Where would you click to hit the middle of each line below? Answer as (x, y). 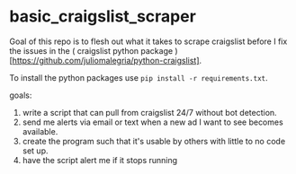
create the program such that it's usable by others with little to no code (154, 141)
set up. (35, 151)
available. (40, 131)
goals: (21, 95)
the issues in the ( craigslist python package (91, 50)
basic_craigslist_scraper (103, 17)
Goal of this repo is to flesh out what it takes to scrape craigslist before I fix (148, 41)
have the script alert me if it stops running (100, 160)
